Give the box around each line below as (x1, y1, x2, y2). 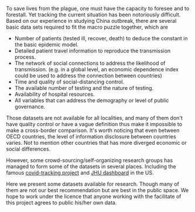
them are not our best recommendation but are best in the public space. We (6, 187, 189, 193)
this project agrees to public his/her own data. (6, 199, 117, 206)
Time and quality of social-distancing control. (14, 78, 125, 85)
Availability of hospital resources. (14, 91, 95, 98)
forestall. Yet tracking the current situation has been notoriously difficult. (6, 11, 181, 18)
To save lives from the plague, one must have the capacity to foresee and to (6, 5, 190, 12)
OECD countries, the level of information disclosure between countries (6, 133, 177, 140)
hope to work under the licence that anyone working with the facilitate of (6, 193, 182, 200)
